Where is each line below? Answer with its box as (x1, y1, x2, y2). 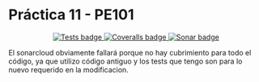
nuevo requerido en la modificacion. (8, 64, 129, 74)
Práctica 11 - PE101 (8, 6, 135, 24)
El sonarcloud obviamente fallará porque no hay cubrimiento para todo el (8, 47, 252, 57)
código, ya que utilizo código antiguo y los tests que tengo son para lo (8, 56, 243, 66)
